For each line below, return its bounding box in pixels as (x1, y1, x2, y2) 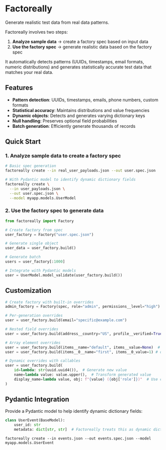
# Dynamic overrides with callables (5, 358, 81, 363)
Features (5, 84, 33, 92)
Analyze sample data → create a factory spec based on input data (12, 38, 149, 45)
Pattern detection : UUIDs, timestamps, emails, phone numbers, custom (12, 97, 159, 103)
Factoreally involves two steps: (5, 29, 68, 35)
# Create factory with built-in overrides (5, 299, 94, 305)
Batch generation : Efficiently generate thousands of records (12, 123, 136, 129)
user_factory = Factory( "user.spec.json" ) (5, 232, 94, 237)
